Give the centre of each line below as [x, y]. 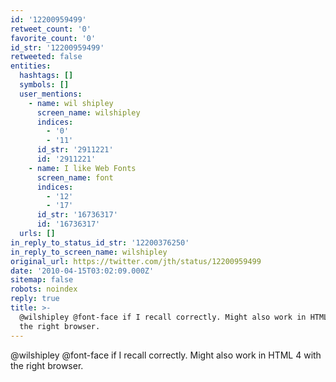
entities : [31, 66]
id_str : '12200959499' [57, 47]
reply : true [35, 299]
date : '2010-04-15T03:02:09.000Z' [82, 271]
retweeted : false [46, 57]
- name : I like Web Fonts [82, 168]
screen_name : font [75, 177]
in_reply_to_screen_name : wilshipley [89, 252]
